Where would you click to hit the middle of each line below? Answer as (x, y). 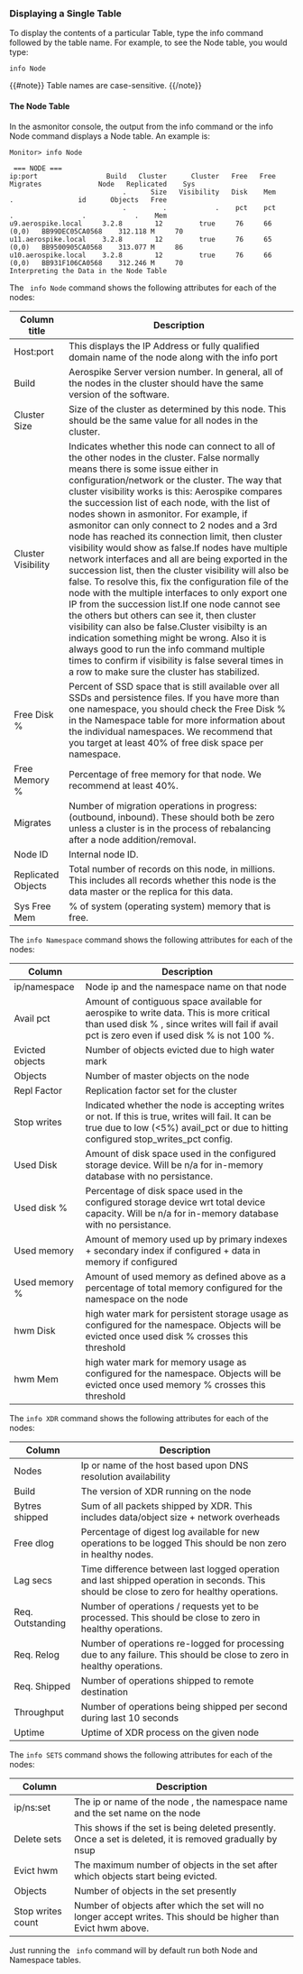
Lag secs (33, 1580)
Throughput (39, 1712)
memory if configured (131, 1262)
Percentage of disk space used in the (164, 1190)
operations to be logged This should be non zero (184, 1543)
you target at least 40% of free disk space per (166, 742)
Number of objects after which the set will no (169, 1905)
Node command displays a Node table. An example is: (110, 136)
